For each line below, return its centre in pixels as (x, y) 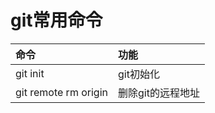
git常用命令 (56, 20)
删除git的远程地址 (159, 93)
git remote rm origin (61, 92)
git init (30, 73)
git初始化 (139, 74)
